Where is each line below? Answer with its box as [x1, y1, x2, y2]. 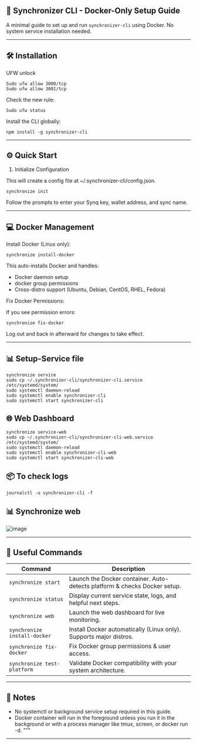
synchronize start [9, 579, 60, 586]
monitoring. [69, 616, 101, 624]
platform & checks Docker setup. [91, 582, 182, 590]
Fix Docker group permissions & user [69, 642, 171, 651]
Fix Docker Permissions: [6, 297, 64, 305]
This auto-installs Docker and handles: [6, 262, 99, 270]
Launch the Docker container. [69, 575, 151, 583]
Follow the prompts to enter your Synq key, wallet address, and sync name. [6, 199, 188, 206]
